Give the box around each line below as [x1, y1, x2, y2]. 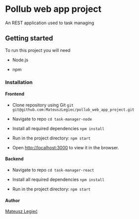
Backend [5, 156, 24, 162]
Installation [5, 79, 33, 86]
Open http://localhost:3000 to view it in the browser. [12, 144, 119, 150]
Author [5, 197, 20, 203]
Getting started [5, 34, 53, 43]
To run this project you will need [5, 47, 71, 53]
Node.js [12, 57, 29, 63]
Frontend [5, 91, 25, 97]
